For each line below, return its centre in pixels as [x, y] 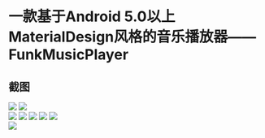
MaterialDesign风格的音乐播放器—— [132, 37]
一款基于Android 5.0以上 [92, 17]
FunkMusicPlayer [68, 55]
